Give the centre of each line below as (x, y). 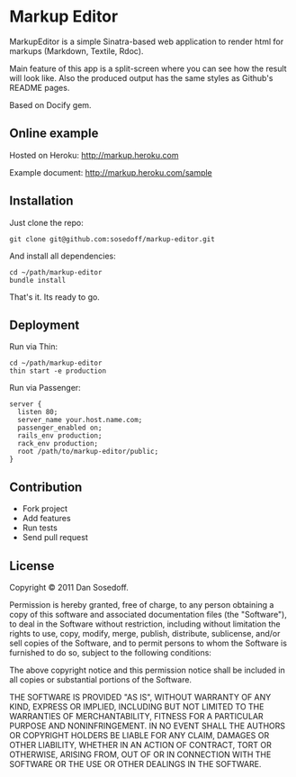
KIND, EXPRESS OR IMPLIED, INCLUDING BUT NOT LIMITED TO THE (137, 707)
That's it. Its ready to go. (55, 297)
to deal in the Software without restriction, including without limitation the (145, 624)
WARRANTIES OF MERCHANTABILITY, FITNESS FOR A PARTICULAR (136, 716)
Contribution (46, 487)
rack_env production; (58, 444)
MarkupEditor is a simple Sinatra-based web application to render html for (147, 41)
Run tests (40, 528)
